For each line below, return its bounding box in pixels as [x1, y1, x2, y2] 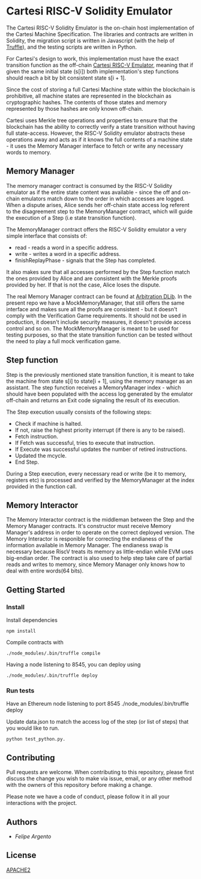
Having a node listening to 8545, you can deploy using [6, 661, 141, 668]
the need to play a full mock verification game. [6, 337, 121, 344]
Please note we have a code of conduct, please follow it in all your [6, 793, 170, 800]
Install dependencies [6, 617, 58, 624]
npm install [6, 628, 36, 635]
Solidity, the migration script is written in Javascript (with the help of [6, 37, 175, 44]
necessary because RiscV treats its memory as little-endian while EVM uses [6, 548, 194, 555]
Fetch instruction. [14, 432, 59, 440]
